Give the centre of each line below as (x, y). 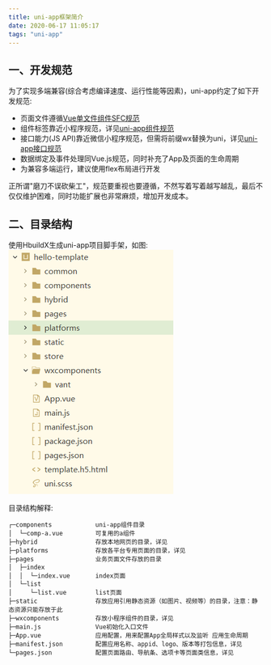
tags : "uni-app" (36, 34)
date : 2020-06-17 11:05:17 (54, 25)
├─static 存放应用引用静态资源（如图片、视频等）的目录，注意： (130, 601)
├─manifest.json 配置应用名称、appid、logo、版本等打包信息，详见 (125, 644)
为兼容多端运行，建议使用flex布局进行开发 (90, 169)
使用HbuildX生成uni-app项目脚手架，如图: (78, 245)
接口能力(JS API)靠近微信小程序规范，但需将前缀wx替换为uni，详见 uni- (139, 138)
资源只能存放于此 (38, 610)
